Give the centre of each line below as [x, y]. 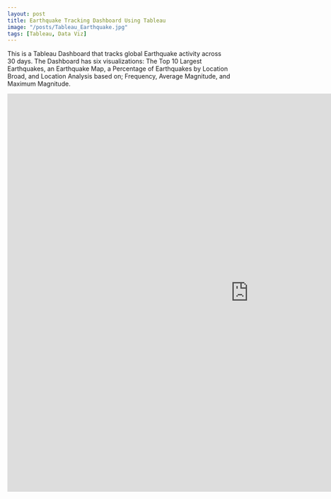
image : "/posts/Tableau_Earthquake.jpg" [68, 27]
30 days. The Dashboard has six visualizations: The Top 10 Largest [105, 62]
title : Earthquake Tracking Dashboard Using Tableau [87, 21]
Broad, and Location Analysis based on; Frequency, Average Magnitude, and [119, 76]
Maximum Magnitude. [39, 84]
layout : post [27, 14]
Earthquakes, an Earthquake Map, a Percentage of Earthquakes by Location [118, 69]
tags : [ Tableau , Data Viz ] [47, 34]
